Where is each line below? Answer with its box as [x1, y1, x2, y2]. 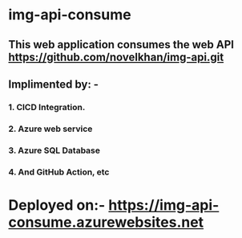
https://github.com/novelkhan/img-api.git [8, 50, 224, 64]
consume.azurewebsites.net [8, 213, 204, 231]
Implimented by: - [8, 77, 99, 91]
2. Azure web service [8, 123, 93, 134]
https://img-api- [107, 195, 220, 214]
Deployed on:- [8, 195, 106, 214]
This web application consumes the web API [8, 38, 235, 51]
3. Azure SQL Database [8, 145, 101, 156]
